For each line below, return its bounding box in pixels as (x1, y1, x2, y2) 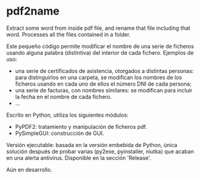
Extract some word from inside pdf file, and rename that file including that (6, 24, 191, 32)
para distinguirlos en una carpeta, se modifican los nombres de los (15, 74, 182, 81)
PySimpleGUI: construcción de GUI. (15, 129, 104, 137)
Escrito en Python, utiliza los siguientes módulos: (6, 111, 129, 118)
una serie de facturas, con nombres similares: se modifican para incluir (15, 86, 193, 94)
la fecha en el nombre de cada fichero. (15, 93, 112, 100)
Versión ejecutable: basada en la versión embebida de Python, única (6, 141, 178, 148)
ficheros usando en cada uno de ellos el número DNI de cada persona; (15, 80, 192, 87)
